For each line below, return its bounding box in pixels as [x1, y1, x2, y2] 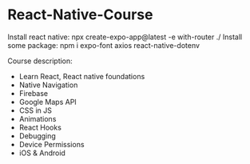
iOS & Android [18, 148, 65, 158]
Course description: [7, 56, 73, 66]
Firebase [18, 88, 49, 98]
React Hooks [18, 122, 62, 132]
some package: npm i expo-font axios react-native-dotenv [7, 40, 200, 50]
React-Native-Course [7, 6, 153, 24]
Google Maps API [18, 97, 77, 106]
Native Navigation [18, 80, 78, 90]
